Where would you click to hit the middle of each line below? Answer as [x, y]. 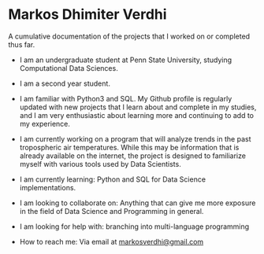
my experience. [45, 123]
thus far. [22, 44]
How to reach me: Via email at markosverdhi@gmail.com [112, 241]
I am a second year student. [65, 83]
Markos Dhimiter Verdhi [87, 15]
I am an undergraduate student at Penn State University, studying [126, 60]
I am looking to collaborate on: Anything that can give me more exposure [138, 203]
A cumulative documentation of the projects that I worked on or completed [129, 36]
